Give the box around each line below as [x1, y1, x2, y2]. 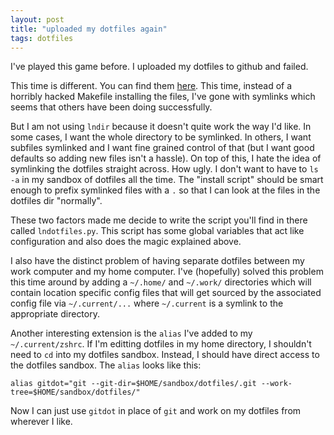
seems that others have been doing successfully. [10, 101, 213, 113]
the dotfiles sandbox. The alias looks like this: [10, 359, 202, 371]
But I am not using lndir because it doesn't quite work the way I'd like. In [10, 121, 312, 133]
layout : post [10, 14, 65, 25]
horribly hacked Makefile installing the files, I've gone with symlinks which [10, 91, 316, 103]
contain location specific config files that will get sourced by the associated [10, 287, 322, 299]
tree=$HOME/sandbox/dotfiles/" [10, 387, 141, 398]
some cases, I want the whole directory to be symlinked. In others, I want [10, 131, 312, 143]
